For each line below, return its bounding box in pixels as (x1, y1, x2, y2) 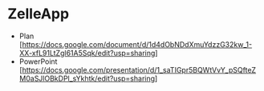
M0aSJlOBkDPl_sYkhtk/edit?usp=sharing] (18, 73, 158, 83)
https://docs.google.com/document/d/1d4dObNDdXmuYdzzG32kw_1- (22, 39, 253, 49)
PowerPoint (18, 57, 58, 66)
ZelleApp (7, 5, 70, 23)
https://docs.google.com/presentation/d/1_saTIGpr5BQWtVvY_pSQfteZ (22, 65, 257, 74)
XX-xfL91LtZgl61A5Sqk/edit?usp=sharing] (18, 48, 158, 57)
